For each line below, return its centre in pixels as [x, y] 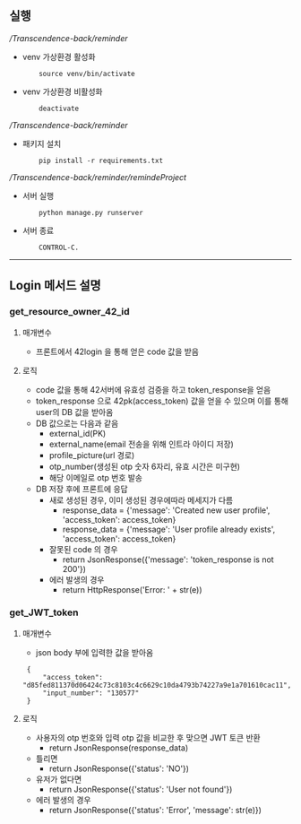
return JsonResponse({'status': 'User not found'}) [141, 789]
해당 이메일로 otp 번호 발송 [96, 477]
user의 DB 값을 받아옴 [74, 412]
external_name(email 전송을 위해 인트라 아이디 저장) [142, 444]
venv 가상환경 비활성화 [62, 91]
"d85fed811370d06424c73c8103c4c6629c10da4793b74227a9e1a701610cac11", [157, 685]
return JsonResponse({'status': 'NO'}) [119, 768]
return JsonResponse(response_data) [119, 748]
